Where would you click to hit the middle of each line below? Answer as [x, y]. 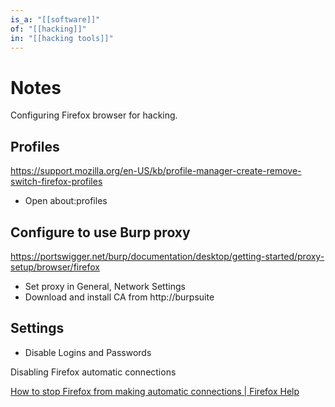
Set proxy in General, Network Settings [105, 286]
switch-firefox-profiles [56, 182]
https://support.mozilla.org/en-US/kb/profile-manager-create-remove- [156, 171]
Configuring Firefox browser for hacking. [94, 115]
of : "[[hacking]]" [48, 29]
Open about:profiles [66, 201]
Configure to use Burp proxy [100, 232]
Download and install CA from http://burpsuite [119, 297]
